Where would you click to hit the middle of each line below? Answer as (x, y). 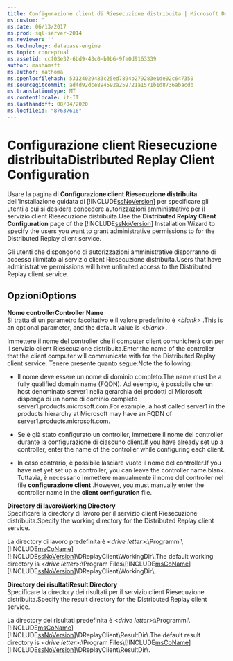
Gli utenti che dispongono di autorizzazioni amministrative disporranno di (112, 252)
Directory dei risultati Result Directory (62, 584)
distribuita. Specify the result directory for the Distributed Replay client (107, 599)
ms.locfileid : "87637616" (44, 111)
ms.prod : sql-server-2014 (44, 33)
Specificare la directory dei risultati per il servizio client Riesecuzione (106, 591)
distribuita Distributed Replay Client (111, 160)
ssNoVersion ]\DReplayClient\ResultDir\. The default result (119, 635)
